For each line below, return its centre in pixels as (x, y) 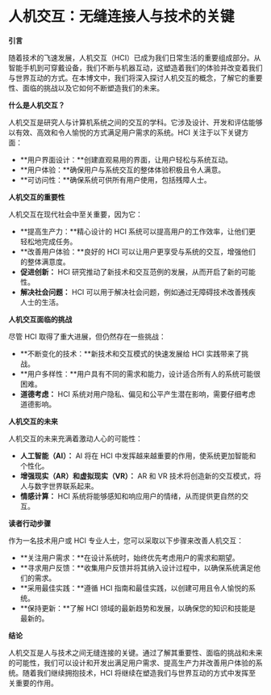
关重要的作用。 (33, 683)
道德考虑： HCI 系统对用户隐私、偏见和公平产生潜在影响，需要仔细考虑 (138, 394)
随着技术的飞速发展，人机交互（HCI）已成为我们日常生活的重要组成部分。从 (135, 57)
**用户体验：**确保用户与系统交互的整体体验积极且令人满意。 (123, 170)
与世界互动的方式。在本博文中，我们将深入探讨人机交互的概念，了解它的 (128, 78)
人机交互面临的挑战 (40, 319)
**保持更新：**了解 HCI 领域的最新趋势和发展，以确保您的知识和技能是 (138, 608)
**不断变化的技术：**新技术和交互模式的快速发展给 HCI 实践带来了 (131, 353)
